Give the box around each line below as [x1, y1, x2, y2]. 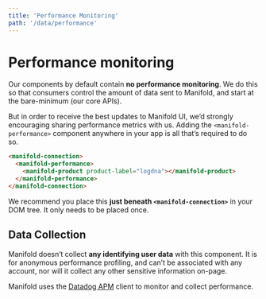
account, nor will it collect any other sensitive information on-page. [8, 266, 228, 275]
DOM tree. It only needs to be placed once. [8, 204, 149, 215]
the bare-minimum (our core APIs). [8, 96, 122, 106]
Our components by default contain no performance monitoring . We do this [8, 80, 258, 89]
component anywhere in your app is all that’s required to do [52, 129, 248, 138]
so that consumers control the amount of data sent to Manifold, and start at [8, 88, 254, 98]
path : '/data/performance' [8, 19, 98, 27]
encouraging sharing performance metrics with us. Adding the [8, 120, 212, 130]
